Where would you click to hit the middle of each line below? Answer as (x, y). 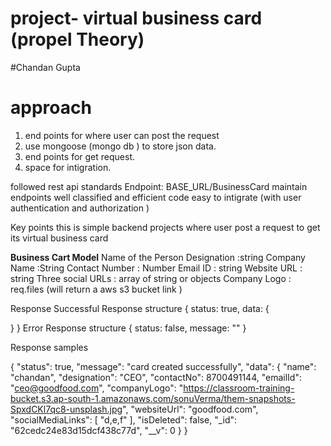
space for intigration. (68, 167)
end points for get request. (79, 156)
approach (51, 108)
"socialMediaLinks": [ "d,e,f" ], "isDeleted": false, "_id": (124, 419)
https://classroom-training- (239, 388)
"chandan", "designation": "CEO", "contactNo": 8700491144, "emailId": (156, 377)
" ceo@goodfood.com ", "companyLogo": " (97, 388)
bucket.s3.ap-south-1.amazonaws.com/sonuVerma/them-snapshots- (153, 398)
